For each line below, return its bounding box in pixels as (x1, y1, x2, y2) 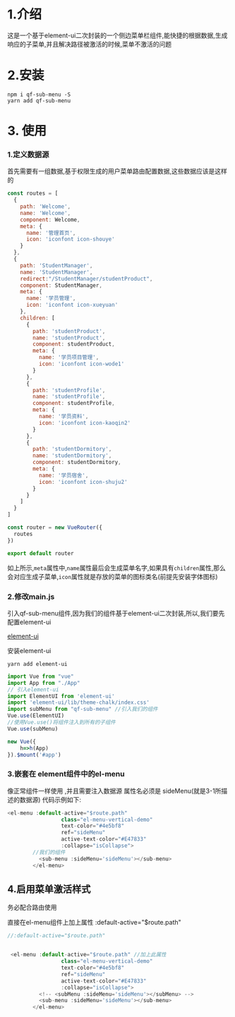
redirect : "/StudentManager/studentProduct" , (20, 275, 153, 282)
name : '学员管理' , (25, 295, 76, 302)
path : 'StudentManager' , (20, 262, 93, 269)
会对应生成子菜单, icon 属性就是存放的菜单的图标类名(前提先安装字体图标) (7, 572, 218, 580)
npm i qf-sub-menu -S (7, 91, 71, 98)
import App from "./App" (7, 679, 80, 686)
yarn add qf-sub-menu (7, 97, 71, 104)
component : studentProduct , (32, 341, 115, 348)
